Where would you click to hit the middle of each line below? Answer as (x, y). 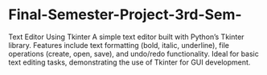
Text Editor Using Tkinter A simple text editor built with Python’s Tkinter (126, 37)
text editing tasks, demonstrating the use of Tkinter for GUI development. (129, 62)
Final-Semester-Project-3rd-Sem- (125, 15)
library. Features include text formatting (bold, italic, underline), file (119, 45)
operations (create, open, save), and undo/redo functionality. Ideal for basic (133, 53)
